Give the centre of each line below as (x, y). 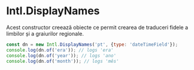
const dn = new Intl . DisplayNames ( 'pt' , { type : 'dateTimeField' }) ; (92, 44)
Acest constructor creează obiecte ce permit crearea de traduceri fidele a (97, 27)
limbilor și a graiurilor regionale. (45, 33)
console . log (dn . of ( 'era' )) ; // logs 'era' (60, 50)
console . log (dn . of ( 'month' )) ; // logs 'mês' (63, 61)
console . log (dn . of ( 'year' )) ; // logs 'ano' (61, 55)
